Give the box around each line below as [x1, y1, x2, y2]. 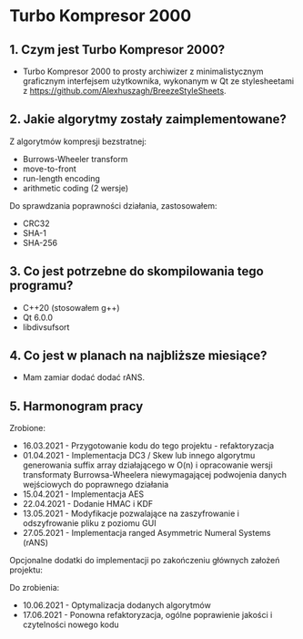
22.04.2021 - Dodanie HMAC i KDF [22, 499, 154, 510]
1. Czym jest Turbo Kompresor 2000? [9, 42, 226, 57]
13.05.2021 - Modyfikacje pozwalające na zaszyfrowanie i [22, 508, 239, 520]
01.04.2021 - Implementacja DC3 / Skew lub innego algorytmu [22, 450, 256, 461]
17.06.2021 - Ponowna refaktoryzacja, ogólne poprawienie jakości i [22, 610, 273, 621]
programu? [9, 278, 74, 294]
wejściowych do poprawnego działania [22, 479, 169, 490]
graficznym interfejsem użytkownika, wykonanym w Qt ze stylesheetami [22, 76, 294, 87]
